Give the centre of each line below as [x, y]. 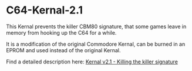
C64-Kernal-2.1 [45, 10]
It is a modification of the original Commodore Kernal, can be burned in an [96, 44]
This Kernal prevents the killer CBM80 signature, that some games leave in [96, 26]
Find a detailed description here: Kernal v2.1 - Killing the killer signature [92, 62]
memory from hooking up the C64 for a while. [61, 32]
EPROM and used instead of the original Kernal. [63, 50]
